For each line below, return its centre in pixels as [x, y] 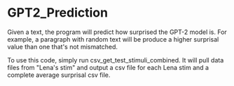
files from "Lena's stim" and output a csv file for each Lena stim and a [108, 67]
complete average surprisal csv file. [59, 75]
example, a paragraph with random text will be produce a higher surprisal [113, 39]
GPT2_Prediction [58, 13]
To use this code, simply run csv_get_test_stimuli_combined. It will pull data [116, 60]
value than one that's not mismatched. [62, 46]
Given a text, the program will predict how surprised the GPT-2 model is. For [117, 32]
